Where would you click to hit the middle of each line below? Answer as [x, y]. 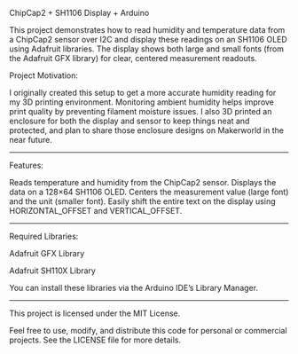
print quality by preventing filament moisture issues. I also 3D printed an [141, 111]
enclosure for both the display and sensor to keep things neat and [129, 121]
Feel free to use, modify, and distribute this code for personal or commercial [148, 330]
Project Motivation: [43, 75]
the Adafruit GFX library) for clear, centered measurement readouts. [133, 58]
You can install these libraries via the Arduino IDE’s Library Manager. [134, 288]
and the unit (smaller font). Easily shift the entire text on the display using [143, 201]
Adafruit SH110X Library [52, 271]
